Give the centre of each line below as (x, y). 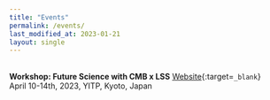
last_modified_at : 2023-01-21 (65, 34)
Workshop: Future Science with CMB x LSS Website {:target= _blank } (135, 77)
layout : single (37, 42)
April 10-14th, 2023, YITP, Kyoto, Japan (81, 86)
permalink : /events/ (47, 26)
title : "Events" (39, 17)
